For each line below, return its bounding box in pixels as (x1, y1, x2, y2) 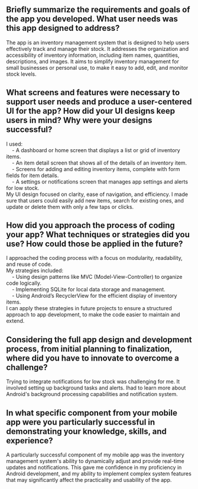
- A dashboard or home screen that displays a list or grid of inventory (11, 146, 180, 153)
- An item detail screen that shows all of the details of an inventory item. (11, 159, 187, 166)
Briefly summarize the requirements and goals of (6, 5, 190, 15)
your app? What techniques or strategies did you (6, 230, 190, 240)
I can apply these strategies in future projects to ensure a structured (6, 305, 173, 312)
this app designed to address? (6, 23, 120, 33)
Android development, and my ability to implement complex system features (6, 470, 192, 477)
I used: (6, 140, 23, 147)
